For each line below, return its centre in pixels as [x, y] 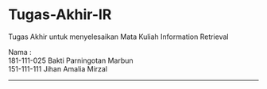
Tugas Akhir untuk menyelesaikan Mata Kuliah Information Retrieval [118, 37]
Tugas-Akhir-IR [60, 15]
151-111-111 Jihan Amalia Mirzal [58, 68]
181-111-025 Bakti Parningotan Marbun [71, 60]
